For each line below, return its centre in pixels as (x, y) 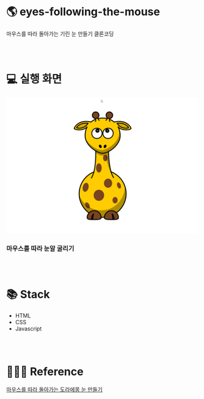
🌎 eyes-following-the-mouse (83, 12)
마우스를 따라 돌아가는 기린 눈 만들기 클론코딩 (60, 34)
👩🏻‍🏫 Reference (45, 372)
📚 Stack (28, 295)
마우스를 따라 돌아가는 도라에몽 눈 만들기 (54, 389)
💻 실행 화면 (34, 79)
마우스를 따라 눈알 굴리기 (40, 248)
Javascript (28, 329)
